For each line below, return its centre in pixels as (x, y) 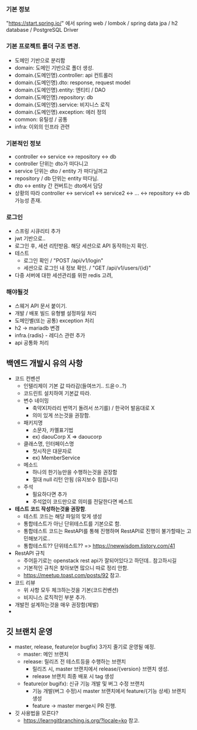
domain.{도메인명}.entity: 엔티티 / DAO (60, 90)
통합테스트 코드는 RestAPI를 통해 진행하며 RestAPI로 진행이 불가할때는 (104, 531)
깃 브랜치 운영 (29, 631)
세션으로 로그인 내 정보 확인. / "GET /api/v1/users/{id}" (87, 268)
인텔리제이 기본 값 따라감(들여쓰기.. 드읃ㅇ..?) (75, 386)
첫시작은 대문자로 (52, 451)
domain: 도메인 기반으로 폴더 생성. (54, 68)
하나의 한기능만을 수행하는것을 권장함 (75, 472)
